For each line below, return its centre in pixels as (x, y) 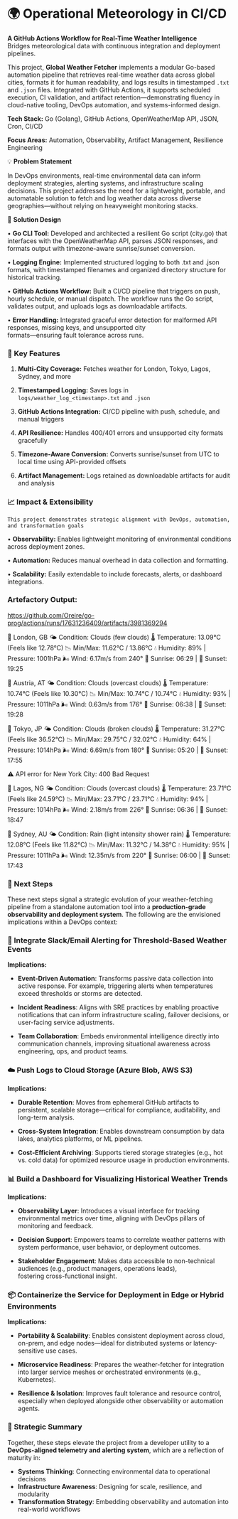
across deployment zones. (46, 546)
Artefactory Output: (43, 600)
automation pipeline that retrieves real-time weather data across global (111, 75)
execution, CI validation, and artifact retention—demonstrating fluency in (114, 97)
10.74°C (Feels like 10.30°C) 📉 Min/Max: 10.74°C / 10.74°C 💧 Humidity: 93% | (119, 693)
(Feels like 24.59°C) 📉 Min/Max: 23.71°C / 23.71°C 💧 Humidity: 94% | (108, 799)
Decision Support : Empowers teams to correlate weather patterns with (121, 1240)
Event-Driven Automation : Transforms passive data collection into (115, 979)
